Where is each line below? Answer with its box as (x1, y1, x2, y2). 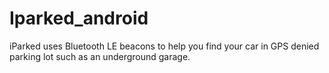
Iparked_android (9, 7, 149, 30)
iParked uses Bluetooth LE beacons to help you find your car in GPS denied (9, 40, 320, 52)
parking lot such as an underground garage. (9, 50, 191, 62)
